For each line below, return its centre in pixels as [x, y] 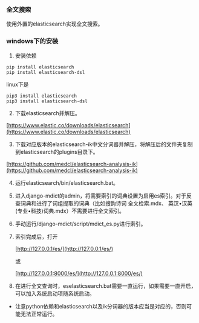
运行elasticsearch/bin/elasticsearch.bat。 [67, 182]
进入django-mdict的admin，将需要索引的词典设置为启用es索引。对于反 [103, 196]
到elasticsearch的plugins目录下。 [57, 152]
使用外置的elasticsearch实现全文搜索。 [55, 24]
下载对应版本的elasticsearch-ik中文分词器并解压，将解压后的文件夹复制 [104, 144]
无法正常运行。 [39, 314]
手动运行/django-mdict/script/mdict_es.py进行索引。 [80, 224]
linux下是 [18, 84]
